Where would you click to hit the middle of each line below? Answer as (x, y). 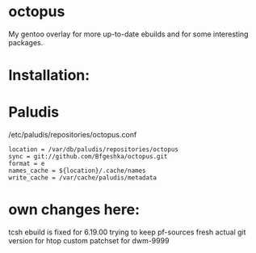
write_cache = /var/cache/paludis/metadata (83, 178)
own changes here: (74, 210)
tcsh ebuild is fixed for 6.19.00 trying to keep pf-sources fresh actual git (127, 232)
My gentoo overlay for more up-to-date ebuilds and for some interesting (128, 34)
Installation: (49, 76)
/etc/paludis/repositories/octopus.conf (73, 135)
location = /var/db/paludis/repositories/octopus (94, 150)
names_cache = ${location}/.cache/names (78, 171)
